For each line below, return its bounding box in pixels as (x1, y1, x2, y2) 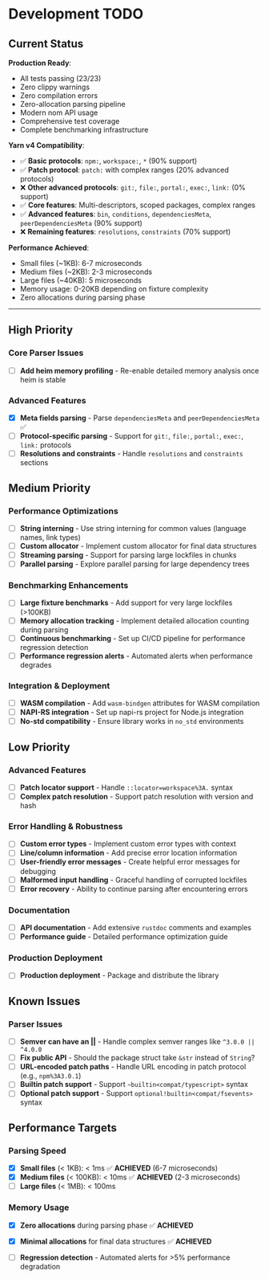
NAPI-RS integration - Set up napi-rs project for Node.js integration (19, 708, 244, 717)
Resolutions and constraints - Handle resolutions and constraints (19, 449, 243, 459)
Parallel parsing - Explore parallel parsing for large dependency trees (19, 559, 250, 569)
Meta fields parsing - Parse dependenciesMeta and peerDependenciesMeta (19, 413, 260, 423)
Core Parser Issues (8, 347, 84, 358)
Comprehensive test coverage (19, 116, 120, 125)
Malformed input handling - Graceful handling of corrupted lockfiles (19, 875, 247, 885)
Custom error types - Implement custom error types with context (19, 839, 236, 848)
